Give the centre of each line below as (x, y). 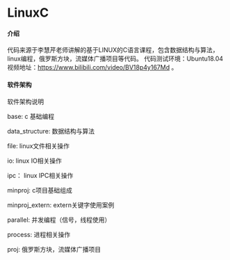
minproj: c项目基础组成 (40, 190)
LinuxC (28, 13)
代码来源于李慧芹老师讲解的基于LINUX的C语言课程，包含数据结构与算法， (113, 50)
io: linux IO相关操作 (35, 161)
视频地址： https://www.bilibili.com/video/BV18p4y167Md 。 (92, 67)
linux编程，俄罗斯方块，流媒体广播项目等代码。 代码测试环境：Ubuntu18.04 (115, 59)
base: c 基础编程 (31, 116)
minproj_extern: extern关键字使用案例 (61, 205)
